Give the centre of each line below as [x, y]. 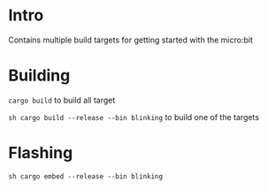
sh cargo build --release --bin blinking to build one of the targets [134, 117]
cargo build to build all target [62, 100]
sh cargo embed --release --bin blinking [86, 176]
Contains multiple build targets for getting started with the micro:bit [131, 40]
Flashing [41, 153]
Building [39, 76]
